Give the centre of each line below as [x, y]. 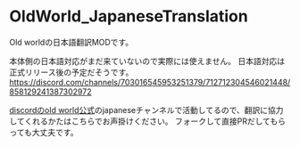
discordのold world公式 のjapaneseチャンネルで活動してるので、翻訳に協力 [146, 109]
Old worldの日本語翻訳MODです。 [71, 42]
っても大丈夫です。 [44, 132]
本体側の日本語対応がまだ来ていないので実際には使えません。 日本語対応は [147, 61]
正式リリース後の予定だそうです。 [71, 72]
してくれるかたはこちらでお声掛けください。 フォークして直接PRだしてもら [148, 121]
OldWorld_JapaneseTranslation [129, 16]
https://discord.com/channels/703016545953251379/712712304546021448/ [150, 82]
